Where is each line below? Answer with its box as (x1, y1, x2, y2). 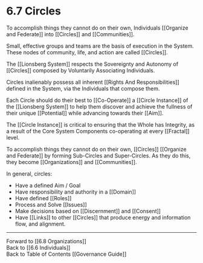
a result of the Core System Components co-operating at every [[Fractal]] (6, 127, 190, 135)
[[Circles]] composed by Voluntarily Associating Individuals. (6, 66, 155, 74)
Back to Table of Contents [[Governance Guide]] (6, 250, 127, 258)
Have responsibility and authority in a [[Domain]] (14, 188, 137, 195)
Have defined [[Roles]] (14, 194, 72, 201)
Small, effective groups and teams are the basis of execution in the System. (6, 42, 195, 49)
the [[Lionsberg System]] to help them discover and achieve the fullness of (6, 103, 193, 110)
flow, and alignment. (14, 220, 66, 227)
